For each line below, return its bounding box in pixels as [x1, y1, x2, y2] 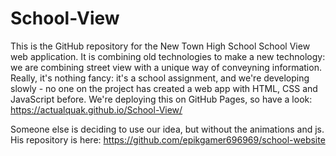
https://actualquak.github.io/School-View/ [10, 103, 183, 116]
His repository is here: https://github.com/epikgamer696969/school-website [10, 133, 326, 146]
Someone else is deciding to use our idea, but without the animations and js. [10, 123, 325, 135]
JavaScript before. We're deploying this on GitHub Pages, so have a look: [10, 93, 313, 105]
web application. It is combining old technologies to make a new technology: [10, 50, 326, 62]
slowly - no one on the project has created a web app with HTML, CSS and [10, 82, 318, 94]
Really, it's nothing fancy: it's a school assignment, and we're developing [10, 72, 310, 84]
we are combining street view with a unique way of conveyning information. [10, 61, 322, 73]
